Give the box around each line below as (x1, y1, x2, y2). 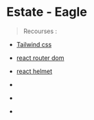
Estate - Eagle (6, 4, 87, 20)
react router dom (16, 53, 64, 62)
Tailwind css (16, 40, 52, 48)
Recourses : (23, 27, 58, 35)
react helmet (16, 67, 53, 75)
